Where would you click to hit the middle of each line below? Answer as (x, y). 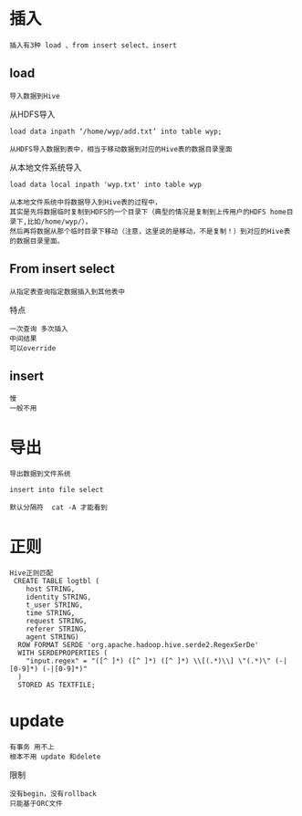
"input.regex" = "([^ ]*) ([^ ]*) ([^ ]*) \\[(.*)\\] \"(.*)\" (149, 661)
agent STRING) (52, 637)
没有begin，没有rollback (53, 794)
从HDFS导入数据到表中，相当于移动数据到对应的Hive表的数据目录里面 (121, 149)
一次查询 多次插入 (39, 329)
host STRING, (51, 590)
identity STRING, (59, 597)
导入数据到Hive (35, 96)
